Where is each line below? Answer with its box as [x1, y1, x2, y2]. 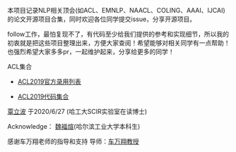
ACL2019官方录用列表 [17, 77, 81, 86]
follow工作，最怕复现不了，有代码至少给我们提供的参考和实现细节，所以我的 [7, 30, 230, 38]
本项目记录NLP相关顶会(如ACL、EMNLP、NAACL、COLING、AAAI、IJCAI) [7, 6, 226, 14]
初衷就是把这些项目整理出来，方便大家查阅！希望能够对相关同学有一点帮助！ [7, 39, 230, 47]
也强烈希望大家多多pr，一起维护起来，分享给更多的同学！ [7, 48, 175, 56]
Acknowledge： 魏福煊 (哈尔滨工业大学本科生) [7, 122, 141, 130]
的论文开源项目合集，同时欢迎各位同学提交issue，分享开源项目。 [7, 15, 196, 23]
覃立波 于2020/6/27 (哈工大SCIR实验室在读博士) [7, 108, 148, 115]
